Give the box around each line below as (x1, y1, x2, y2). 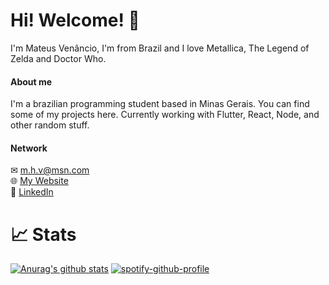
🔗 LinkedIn (10, 186, 54, 198)
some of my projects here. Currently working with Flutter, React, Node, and (10, 109, 320, 121)
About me (10, 75, 53, 88)
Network (10, 142, 48, 154)
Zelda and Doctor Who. (10, 52, 107, 64)
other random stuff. (10, 119, 90, 131)
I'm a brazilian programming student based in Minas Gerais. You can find (10, 98, 310, 110)
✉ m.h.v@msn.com (10, 164, 90, 176)
